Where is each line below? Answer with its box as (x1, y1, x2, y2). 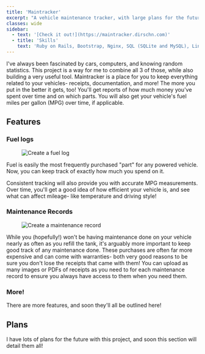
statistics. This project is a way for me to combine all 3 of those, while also (6, 66, 193, 73)
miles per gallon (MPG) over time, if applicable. (6, 99, 124, 106)
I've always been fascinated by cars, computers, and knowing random (6, 59, 183, 67)
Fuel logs (6, 135, 34, 144)
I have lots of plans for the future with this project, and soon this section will (6, 335, 197, 343)
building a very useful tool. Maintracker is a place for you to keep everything (6, 73, 198, 80)
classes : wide (6, 20, 43, 26)
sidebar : (6, 26, 29, 32)
